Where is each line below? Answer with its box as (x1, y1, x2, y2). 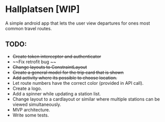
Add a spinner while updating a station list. (12, 90, 101, 96)
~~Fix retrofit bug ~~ (12, 59, 56, 65)
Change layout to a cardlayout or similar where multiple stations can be (12, 96, 160, 102)
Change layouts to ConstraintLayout (12, 64, 87, 70)
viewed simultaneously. (12, 101, 61, 107)
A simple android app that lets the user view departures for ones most (5, 20, 150, 26)
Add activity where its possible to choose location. (12, 74, 117, 81)
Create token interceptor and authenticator (12, 53, 102, 59)
